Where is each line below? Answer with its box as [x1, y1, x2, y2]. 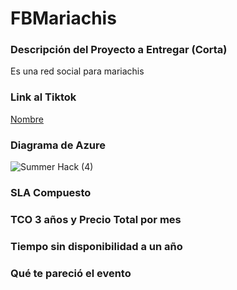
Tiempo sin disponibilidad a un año [10, 239, 183, 253]
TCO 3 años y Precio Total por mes [10, 212, 182, 226]
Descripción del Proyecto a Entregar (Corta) [10, 43, 228, 57]
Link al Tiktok [10, 90, 77, 104]
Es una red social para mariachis [10, 65, 145, 77]
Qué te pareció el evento [10, 266, 132, 280]
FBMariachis [10, 7, 117, 30]
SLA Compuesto [10, 186, 92, 199]
